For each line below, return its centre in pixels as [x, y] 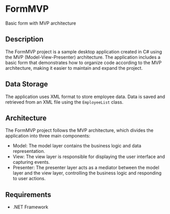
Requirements [28, 195]
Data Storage [27, 84]
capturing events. [31, 162]
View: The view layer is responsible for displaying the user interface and [89, 157]
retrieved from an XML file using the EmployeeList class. [65, 102]
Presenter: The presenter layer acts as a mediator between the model [86, 168]
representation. [29, 151]
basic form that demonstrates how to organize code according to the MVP [83, 63]
